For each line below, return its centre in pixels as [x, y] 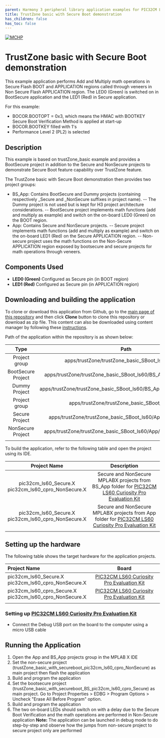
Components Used [34, 267]
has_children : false [26, 19]
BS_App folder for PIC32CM [124, 486]
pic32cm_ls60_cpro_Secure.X [42, 591]
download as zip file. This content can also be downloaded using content [79, 322]
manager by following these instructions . [46, 327]
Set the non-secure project [40, 662]
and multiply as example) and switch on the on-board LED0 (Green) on [84, 215]
